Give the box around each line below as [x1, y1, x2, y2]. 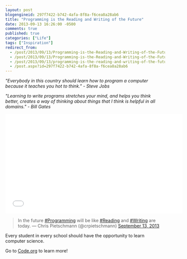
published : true [5, 31, 40, 36]
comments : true [5, 26, 38, 31]
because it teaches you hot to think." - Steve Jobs [5, 83, 110, 89]
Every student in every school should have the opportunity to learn [5, 233, 145, 239]
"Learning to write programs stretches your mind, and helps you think [5, 93, 151, 99]
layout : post [5, 7, 33, 13]
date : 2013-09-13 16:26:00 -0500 [5, 21, 76, 27]
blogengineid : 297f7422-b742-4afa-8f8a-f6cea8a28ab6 [5, 12, 119, 17]
